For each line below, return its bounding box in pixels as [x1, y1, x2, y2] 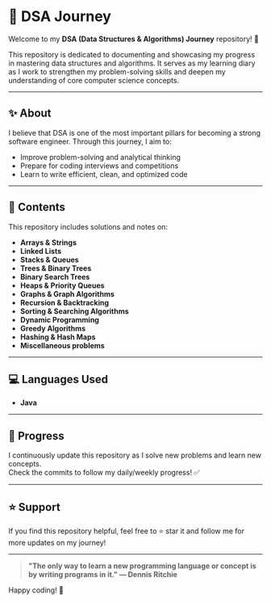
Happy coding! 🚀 [8, 585, 65, 595]
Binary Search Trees [19, 272, 90, 281]
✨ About [8, 107, 52, 120]
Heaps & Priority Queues [19, 280, 105, 290]
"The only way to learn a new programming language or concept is [27, 561, 256, 571]
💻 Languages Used [8, 372, 109, 386]
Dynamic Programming [19, 314, 99, 324]
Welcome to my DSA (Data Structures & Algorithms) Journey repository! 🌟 [8, 34, 260, 44]
